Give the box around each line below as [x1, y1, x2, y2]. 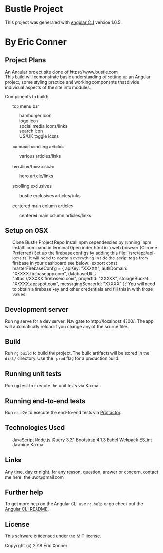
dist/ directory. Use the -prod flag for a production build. [5, 355, 120, 361]
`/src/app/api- [127, 250, 156, 256]
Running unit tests [5, 369, 62, 378]
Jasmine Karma [12, 442, 44, 447]
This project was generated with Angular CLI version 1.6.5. [5, 19, 122, 25]
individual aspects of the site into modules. [5, 84, 91, 90]
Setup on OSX [5, 226, 49, 235]
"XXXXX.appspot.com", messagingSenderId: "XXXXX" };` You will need [12, 281, 156, 287]
